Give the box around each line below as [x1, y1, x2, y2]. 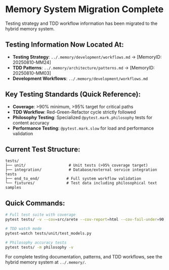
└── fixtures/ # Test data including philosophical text [5, 181, 157, 186]
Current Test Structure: [5, 145, 80, 153]
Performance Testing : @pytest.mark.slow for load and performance [12, 125, 154, 131]
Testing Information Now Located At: [5, 41, 124, 49]
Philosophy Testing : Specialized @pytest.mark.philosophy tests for [12, 114, 153, 120]
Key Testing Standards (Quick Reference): [5, 90, 141, 99]
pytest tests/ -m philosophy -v [5, 245, 73, 250]
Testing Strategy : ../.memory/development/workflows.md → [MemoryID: [12, 54, 162, 60]
